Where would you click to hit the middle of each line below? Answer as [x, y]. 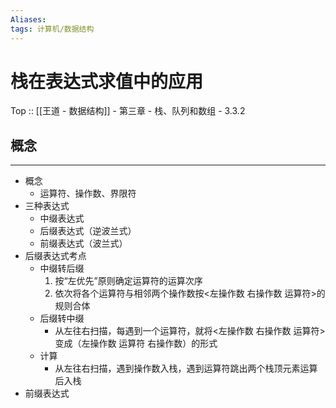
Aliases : [28, 19]
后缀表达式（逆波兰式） [88, 231]
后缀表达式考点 [55, 256]
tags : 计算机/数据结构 [52, 29]
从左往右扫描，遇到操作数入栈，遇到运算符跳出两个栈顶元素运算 [186, 368]
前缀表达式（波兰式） [83, 243]
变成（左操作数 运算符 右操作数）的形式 [136, 343]
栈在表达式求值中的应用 [107, 81]
